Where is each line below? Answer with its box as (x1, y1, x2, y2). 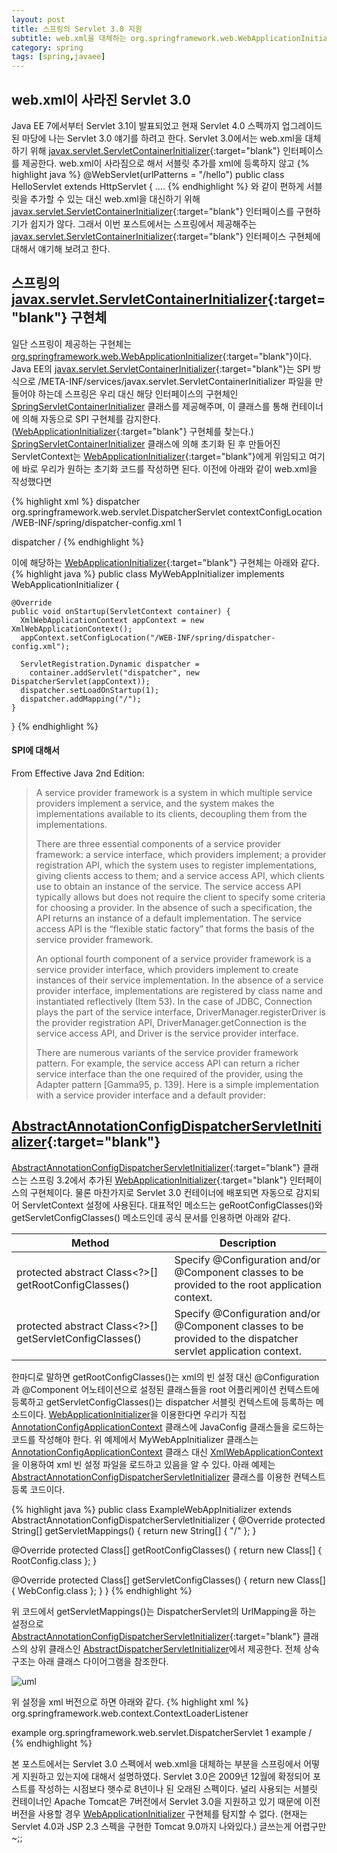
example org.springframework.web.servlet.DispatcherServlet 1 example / (11, 1726, 313, 1738)
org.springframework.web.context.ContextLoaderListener (11, 1707, 249, 1719)
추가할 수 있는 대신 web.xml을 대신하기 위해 (29, 192, 201, 205)
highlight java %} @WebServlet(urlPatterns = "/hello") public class (11, 168, 285, 180)
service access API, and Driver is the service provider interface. (35, 1027, 299, 1039)
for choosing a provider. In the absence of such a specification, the (35, 901, 313, 913)
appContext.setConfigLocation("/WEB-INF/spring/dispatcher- (20, 632, 276, 643)
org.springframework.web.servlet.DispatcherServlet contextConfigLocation (11, 506, 323, 518)
